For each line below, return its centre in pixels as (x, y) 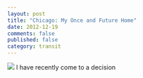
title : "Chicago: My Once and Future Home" (72, 20)
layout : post (26, 14)
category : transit (34, 46)
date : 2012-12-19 (33, 27)
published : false (33, 40)
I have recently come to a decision (66, 67)
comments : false (31, 33)
